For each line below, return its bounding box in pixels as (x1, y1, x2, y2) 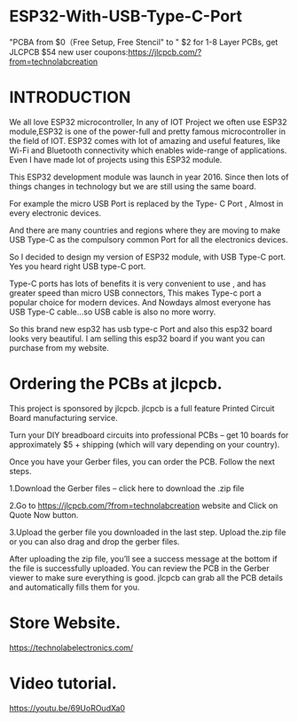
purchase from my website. (9, 342, 109, 353)
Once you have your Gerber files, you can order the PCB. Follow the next (9, 456, 275, 467)
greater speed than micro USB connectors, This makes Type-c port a (9, 287, 262, 298)
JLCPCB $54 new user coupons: (9, 46, 129, 57)
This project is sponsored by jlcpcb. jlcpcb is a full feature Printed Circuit (9, 402, 275, 414)
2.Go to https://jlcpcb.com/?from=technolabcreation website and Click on (9, 500, 278, 511)
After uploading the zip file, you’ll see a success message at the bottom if (9, 553, 278, 564)
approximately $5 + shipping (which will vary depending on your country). (9, 439, 280, 449)
